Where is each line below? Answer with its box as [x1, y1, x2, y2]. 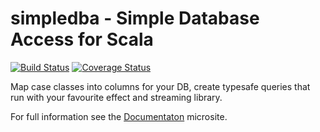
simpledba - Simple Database [10, 7, 260, 30]
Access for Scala [10, 28, 154, 51]
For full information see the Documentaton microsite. [10, 110, 228, 122]
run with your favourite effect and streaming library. [10, 91, 223, 103]
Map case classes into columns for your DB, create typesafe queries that [10, 80, 311, 92]
